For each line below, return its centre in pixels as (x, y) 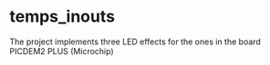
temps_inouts (62, 17)
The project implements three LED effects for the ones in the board (135, 42)
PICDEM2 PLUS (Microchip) (62, 51)
